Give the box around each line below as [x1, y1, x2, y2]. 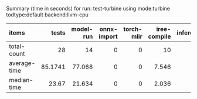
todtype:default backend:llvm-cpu [6, 11, 89, 18]
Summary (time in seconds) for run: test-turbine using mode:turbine [6, 5, 170, 12]
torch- [123, 25, 142, 33]
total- [9, 42, 25, 50]
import [98, 32, 118, 40]
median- [9, 76, 33, 84]
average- [9, 59, 36, 67]
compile [148, 32, 171, 40]
